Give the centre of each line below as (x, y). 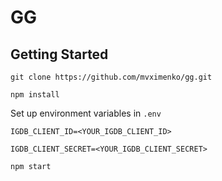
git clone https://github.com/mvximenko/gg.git (111, 77)
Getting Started (59, 54)
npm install (35, 95)
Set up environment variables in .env (86, 113)
